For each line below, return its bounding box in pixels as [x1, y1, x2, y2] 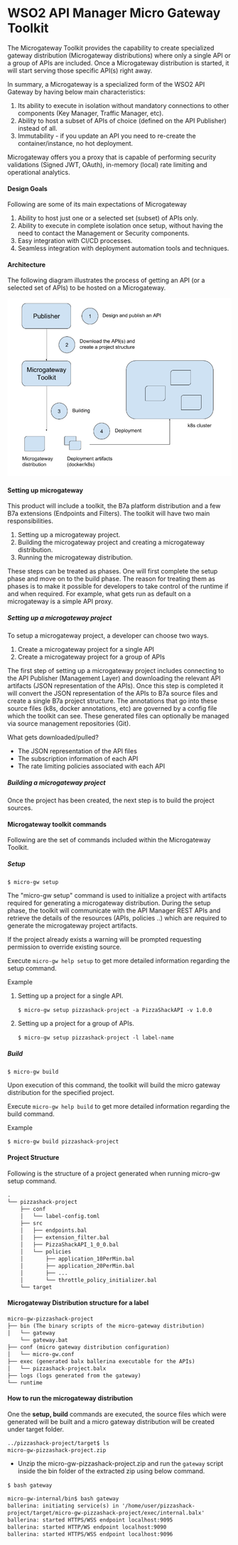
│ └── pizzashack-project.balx [7, 1364, 107, 1372]
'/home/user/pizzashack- [121, 1502, 195, 1509]
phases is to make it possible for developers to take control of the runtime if [7, 582, 229, 591]
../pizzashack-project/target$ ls [7, 1439, 110, 1447]
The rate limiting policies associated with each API [17, 762, 166, 770]
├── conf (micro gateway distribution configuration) [7, 1343, 171, 1351]
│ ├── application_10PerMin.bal [20, 1255, 135, 1262]
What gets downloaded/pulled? [7, 733, 99, 742]
